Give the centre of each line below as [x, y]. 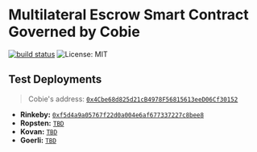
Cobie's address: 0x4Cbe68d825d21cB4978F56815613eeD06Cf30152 [133, 99]
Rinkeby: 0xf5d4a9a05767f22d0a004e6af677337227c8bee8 [112, 114]
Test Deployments [55, 79]
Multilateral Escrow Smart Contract [129, 15]
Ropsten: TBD [42, 123]
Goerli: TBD [38, 140]
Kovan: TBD [39, 131]
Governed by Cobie [75, 32]
